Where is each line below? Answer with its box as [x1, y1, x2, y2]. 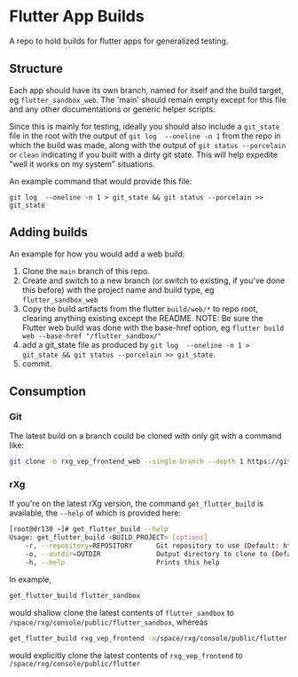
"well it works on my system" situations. [9, 158, 155, 169]
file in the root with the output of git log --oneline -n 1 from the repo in [9, 130, 281, 141]
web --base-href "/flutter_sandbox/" [21, 331, 162, 341]
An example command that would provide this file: [9, 176, 192, 186]
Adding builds [9, 224, 89, 240]
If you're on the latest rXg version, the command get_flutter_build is [9, 499, 264, 509]
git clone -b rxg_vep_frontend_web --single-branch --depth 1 [9, 457, 244, 467]
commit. [21, 358, 52, 369]
